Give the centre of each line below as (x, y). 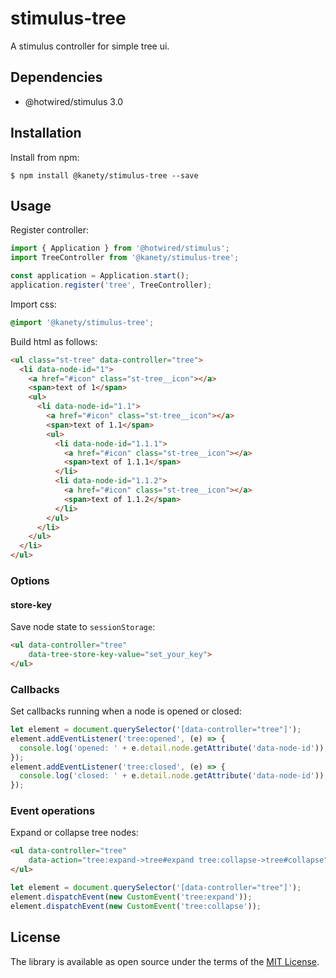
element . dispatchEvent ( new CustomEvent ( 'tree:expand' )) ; (131, 897)
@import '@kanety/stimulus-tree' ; (82, 322)
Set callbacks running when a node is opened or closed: (126, 711)
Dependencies (56, 77)
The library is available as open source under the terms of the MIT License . (165, 961)
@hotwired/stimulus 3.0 (74, 101)
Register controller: (50, 230)
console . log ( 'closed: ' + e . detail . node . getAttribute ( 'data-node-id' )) (172, 776)
